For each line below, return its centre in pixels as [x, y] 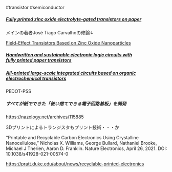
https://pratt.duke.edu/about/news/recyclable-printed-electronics [75, 164]
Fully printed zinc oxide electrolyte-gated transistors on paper [74, 19]
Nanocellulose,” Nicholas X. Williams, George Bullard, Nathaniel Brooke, [81, 143]
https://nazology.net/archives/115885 [45, 117]
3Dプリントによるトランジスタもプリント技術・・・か [63, 127]
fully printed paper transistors [39, 60]
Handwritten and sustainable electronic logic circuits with [69, 55]
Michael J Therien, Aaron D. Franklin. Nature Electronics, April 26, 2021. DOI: [87, 148]
